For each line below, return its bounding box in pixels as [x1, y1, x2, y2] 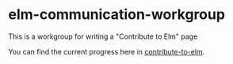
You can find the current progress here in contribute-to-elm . [8, 47, 205, 56]
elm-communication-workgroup [8, 6, 226, 24]
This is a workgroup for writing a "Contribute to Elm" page [8, 32, 198, 41]
